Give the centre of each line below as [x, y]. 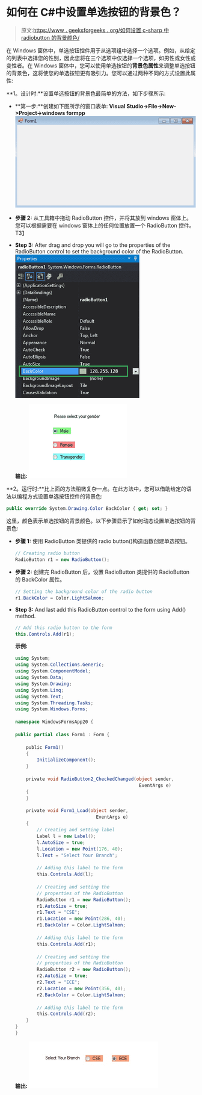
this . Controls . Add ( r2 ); [66, 1014]
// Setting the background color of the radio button [84, 591]
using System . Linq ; [39, 690]
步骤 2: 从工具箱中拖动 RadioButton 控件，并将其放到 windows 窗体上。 [103, 218]
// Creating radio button [47, 554]
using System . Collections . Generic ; [60, 665]
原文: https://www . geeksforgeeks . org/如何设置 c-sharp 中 [95, 30]
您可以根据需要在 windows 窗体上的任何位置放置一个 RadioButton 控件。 [105, 226]
